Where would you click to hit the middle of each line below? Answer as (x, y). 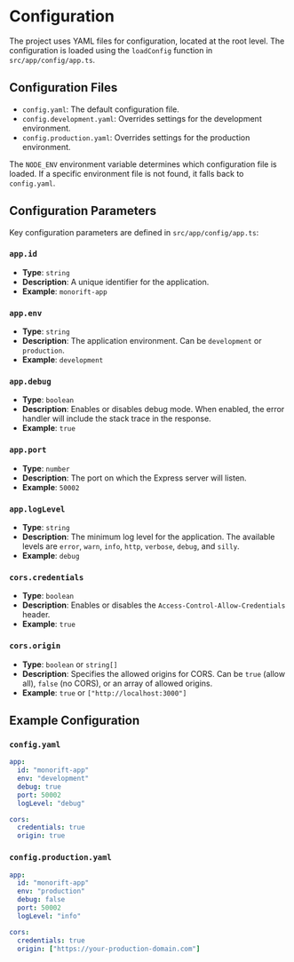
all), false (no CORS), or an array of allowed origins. (117, 683)
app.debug (30, 382)
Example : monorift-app (65, 291)
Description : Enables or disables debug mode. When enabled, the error (153, 409)
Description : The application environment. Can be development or (142, 341)
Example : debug (51, 556)
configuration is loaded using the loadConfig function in (111, 50)
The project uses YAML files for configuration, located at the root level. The (147, 41)
